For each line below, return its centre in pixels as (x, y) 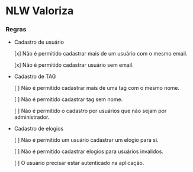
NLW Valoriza (40, 11)
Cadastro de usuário (39, 42)
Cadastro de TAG (35, 77)
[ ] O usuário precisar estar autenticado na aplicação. (79, 163)
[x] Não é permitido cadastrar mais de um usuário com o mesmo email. (101, 54)
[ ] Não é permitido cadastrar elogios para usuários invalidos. (89, 151)
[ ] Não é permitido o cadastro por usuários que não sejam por (90, 111)
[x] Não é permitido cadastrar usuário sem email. (74, 65)
